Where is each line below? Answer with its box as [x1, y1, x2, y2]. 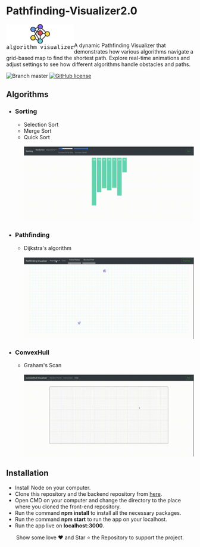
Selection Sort [23, 121, 59, 128]
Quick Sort [23, 133, 51, 140]
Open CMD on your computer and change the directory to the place [14, 496, 182, 504]
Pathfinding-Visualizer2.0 [6, 4, 138, 18]
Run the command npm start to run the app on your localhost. [14, 515, 168, 523]
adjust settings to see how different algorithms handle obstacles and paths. [6, 61, 191, 68]
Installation [6, 468, 49, 479]
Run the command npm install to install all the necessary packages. [14, 509, 182, 516]
